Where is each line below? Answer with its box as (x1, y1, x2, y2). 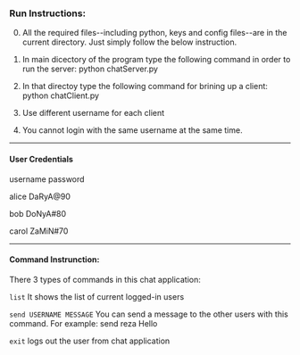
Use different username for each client (21, 108, 165, 119)
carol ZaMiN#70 (9, 226, 69, 236)
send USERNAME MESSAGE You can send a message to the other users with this (9, 309, 288, 319)
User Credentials (9, 153, 74, 164)
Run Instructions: (9, 7, 87, 20)
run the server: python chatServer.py (21, 63, 159, 74)
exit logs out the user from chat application (9, 335, 171, 346)
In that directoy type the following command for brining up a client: (21, 81, 268, 92)
